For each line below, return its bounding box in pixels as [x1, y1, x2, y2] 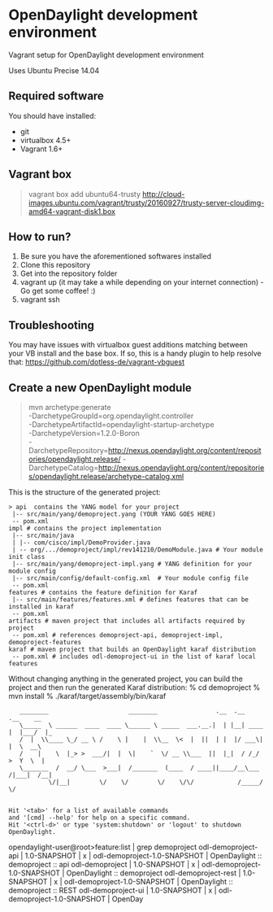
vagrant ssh [19, 295, 61, 304]
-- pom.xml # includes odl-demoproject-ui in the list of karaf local [11, 652, 256, 661]
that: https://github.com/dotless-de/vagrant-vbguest [8, 357, 185, 367]
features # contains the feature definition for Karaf [8, 588, 198, 596]
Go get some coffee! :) [19, 286, 96, 296]
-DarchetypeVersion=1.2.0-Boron [28, 429, 140, 438]
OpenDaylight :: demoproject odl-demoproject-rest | [66, 868, 241, 878]
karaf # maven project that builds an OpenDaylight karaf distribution [8, 645, 256, 653]
